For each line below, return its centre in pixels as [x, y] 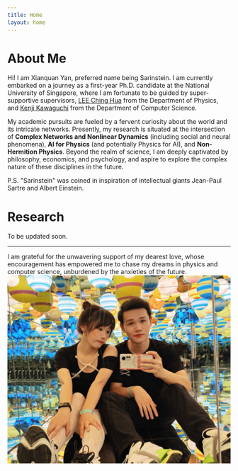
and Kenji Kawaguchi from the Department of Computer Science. [102, 108]
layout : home [27, 22]
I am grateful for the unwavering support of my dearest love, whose [106, 257]
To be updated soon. [38, 237]
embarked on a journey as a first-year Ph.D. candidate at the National [108, 86]
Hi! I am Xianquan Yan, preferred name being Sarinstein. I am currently [110, 78]
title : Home [25, 15]
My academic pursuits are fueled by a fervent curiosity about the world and [118, 122]
